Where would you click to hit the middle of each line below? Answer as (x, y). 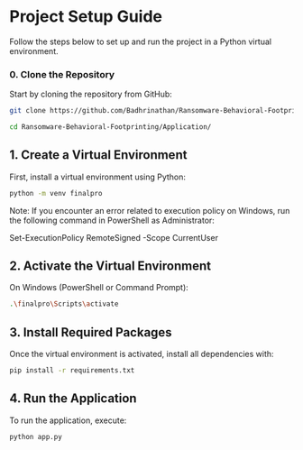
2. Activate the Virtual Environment (110, 266)
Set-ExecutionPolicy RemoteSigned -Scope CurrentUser (114, 237)
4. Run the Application (73, 399)
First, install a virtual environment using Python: (98, 177)
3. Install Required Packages (91, 332)
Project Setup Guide (86, 17)
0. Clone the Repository (62, 74)
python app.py (36, 436)
